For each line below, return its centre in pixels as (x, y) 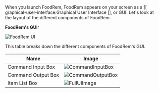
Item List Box (23, 83)
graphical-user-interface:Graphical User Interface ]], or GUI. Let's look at (79, 12)
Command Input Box (31, 67)
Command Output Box (33, 75)
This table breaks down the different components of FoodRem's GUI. (75, 46)
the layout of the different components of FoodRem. (58, 18)
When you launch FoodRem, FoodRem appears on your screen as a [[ (76, 7)
